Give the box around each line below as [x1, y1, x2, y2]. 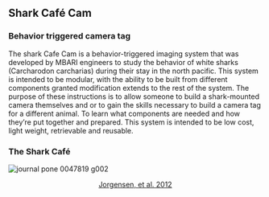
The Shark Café [8, 146, 71, 157]
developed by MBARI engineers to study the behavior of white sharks [8, 57, 239, 67]
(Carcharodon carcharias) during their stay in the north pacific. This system [8, 66, 259, 76]
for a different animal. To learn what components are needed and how [8, 109, 240, 118]
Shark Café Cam [8, 6, 93, 20]
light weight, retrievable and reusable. [8, 125, 134, 135]
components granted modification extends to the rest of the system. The [8, 83, 250, 92]
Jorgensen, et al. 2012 [98, 179, 172, 189]
